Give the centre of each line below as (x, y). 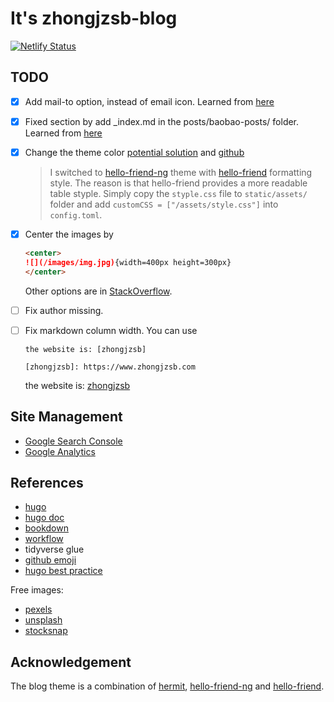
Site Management (66, 417)
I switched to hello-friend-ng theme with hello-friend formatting (181, 172)
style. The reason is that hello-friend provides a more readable (178, 183)
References (47, 482)
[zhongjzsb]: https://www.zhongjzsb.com (110, 367)
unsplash (43, 620)
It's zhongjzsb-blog (94, 18)
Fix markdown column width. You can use (111, 330)
